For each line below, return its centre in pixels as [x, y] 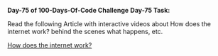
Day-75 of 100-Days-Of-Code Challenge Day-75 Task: [89, 10]
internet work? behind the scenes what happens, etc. [85, 32]
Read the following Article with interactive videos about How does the [109, 24]
